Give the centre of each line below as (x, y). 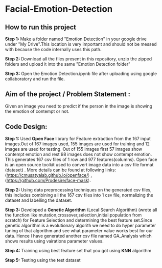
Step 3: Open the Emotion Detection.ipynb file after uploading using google (81, 74)
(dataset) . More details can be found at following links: (60, 170)
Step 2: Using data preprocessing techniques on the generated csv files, (78, 189)
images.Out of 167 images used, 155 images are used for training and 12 (78, 144)
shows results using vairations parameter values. (54, 241)
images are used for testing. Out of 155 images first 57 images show (74, 149)
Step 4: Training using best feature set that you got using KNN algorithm (78, 250)
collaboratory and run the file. (35, 79)
